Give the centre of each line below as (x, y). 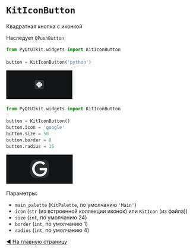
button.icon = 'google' (36, 128)
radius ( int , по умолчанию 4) (52, 230)
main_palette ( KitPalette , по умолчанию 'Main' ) (75, 204)
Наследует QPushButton (35, 38)
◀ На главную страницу (37, 241)
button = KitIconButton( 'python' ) (49, 62)
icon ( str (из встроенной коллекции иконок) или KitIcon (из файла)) (101, 211)
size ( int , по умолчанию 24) (51, 217)
